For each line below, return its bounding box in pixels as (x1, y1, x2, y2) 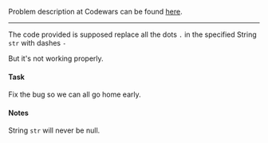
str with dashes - (8, 38, 66, 47)
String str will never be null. (8, 125, 100, 135)
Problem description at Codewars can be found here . (8, 7, 183, 16)
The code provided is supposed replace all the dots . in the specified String (8, 30, 257, 39)
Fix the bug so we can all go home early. (8, 89, 141, 99)
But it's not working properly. (8, 54, 104, 63)
